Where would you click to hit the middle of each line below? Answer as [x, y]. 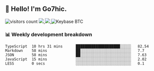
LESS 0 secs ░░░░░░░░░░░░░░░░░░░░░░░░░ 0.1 [75, 64]
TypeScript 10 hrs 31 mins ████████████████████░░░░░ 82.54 [77, 47]
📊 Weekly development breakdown [49, 34]
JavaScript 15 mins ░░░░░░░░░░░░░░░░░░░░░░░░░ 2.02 [76, 59]
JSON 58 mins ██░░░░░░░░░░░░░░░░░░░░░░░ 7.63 [76, 55]
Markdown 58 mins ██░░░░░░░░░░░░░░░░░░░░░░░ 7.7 [75, 51]
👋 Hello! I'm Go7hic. [36, 9]
